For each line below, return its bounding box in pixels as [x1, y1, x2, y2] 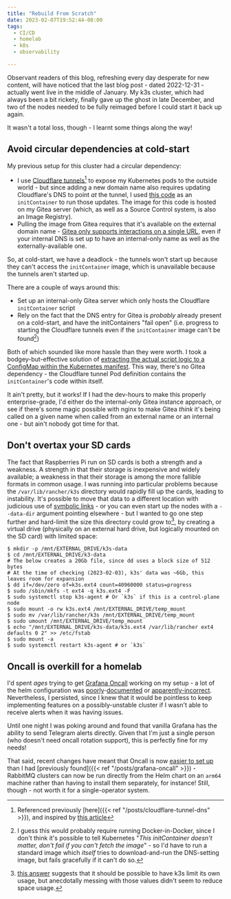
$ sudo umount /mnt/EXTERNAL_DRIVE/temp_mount [7, 618, 143, 625]
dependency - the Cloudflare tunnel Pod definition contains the [7, 370, 186, 378]
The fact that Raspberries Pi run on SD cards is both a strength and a [7, 457, 203, 466]
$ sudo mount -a [7, 636, 54, 643]
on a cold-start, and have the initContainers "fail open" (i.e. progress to [16, 318, 219, 327]
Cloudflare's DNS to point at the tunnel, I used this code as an [16, 191, 192, 199]
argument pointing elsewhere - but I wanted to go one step [36, 509, 203, 517]
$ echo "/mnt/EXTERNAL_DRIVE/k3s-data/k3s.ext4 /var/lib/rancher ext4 [7, 624, 214, 631]
